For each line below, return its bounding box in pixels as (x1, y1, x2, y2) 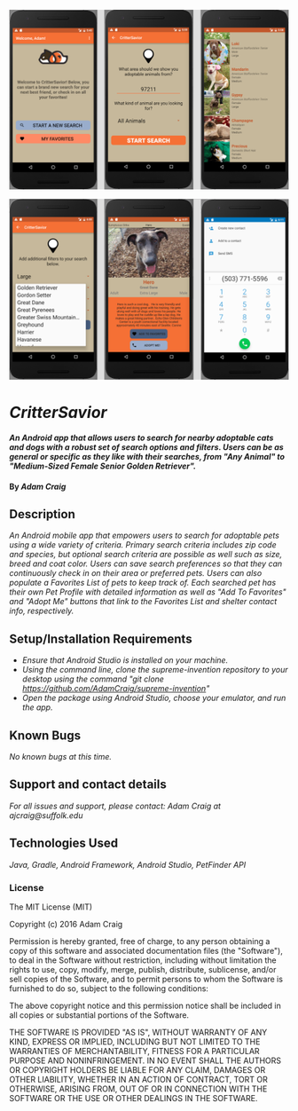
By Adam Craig (9, 481, 67, 492)
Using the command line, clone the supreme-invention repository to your (21, 665, 288, 675)
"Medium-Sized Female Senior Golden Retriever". (9, 461, 197, 471)
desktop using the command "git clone (21, 674, 164, 684)
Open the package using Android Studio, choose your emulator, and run (21, 693, 286, 704)
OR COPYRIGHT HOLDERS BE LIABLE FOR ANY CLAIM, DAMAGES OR (9, 1064, 266, 1075)
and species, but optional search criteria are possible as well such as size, (9, 549, 282, 560)
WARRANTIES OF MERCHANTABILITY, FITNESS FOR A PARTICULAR (9, 1045, 260, 1056)
